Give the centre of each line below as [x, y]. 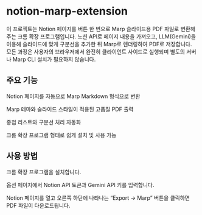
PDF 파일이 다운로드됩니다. [39, 205]
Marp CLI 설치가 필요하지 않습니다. [54, 59]
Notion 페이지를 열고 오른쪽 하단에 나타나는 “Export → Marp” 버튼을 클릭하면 [98, 198]
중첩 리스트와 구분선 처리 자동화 [44, 122]
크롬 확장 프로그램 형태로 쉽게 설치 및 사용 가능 [61, 135]
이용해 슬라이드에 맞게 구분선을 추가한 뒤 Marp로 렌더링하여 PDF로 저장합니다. [99, 44]
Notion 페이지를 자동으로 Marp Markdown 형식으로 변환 [73, 96]
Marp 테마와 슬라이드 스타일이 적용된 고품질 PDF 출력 [70, 109]
